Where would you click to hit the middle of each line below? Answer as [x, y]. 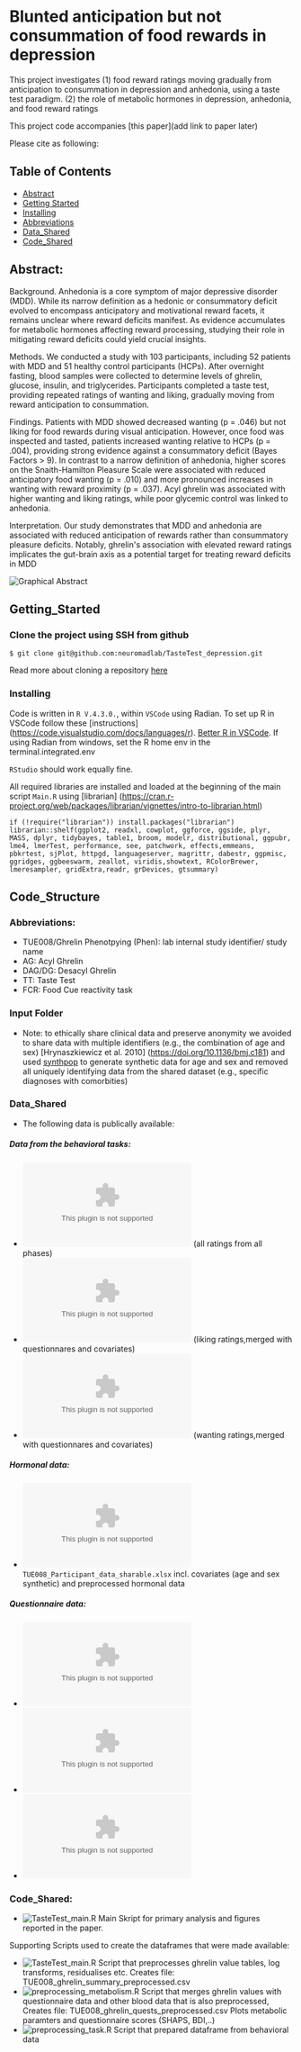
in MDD [23, 564]
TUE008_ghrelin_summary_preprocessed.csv [106, 1982]
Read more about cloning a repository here [89, 670]
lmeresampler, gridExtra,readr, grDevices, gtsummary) [114, 869]
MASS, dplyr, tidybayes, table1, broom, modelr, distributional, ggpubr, [150, 838]
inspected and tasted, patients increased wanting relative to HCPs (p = [140, 441]
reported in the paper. [62, 1928]
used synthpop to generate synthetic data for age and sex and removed [155, 1062]
